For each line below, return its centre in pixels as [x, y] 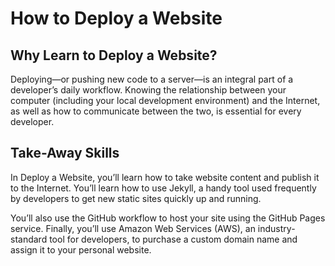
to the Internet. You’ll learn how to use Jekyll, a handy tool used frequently [163, 188]
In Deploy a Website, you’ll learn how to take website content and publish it [165, 177]
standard [29, 239]
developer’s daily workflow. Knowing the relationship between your [148, 90]
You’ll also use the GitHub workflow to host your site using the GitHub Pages [168, 218]
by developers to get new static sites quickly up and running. [136, 198]
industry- [276, 228]
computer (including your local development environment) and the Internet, [165, 100]
